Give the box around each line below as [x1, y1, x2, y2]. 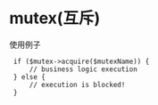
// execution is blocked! [29, 80, 126, 89]
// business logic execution [29, 64, 138, 74]
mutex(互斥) [9, 8, 101, 28]
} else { [12, 72, 46, 81]
